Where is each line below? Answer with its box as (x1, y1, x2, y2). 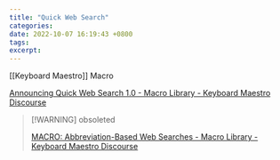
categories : (9, 21, 53, 30)
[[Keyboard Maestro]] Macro (9, 70, 114, 81)
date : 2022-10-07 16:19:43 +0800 (9, 29, 133, 38)
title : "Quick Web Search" (9, 12, 109, 22)
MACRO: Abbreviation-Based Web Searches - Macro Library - (30, 132, 259, 142)
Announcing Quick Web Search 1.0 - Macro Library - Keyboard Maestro (9, 88, 271, 99)
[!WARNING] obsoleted (30, 115, 116, 125)
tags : (9, 37, 29, 47)
